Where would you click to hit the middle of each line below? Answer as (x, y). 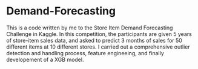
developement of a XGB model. (45, 59)
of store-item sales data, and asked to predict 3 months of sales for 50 (94, 40)
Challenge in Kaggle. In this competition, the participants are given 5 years (99, 34)
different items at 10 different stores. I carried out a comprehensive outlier (98, 47)
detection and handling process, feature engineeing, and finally (85, 53)
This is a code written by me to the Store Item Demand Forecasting (90, 28)
